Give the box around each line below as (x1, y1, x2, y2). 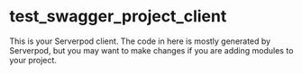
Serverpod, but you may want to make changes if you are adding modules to (9, 45, 294, 55)
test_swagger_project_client (9, 6, 227, 27)
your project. (9, 54, 57, 65)
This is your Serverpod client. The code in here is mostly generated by (9, 36, 271, 46)
